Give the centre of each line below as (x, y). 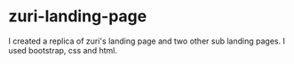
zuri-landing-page (78, 16)
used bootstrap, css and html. (63, 50)
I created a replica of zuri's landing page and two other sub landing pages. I (147, 41)
